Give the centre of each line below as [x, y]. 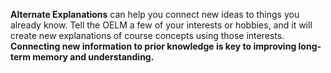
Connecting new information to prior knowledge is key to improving [153, 46]
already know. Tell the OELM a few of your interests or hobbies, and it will [161, 25]
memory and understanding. [93, 57]
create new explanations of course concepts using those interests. [147, 35]
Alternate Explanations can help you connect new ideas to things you [155, 14]
